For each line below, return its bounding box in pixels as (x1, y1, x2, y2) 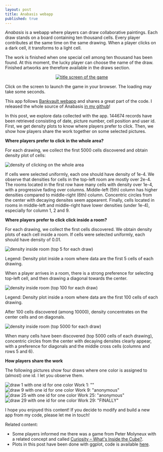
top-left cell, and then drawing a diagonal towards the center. (5, 276, 128, 282)
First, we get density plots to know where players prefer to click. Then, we (5, 123, 154, 129)
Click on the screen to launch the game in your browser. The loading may (5, 84, 152, 90)
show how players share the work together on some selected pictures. (5, 129, 146, 134)
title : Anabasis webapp (5, 12, 54, 17)
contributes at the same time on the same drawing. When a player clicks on (5, 40, 156, 46)
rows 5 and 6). (5, 349, 34, 355)
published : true (5, 16, 38, 21)
